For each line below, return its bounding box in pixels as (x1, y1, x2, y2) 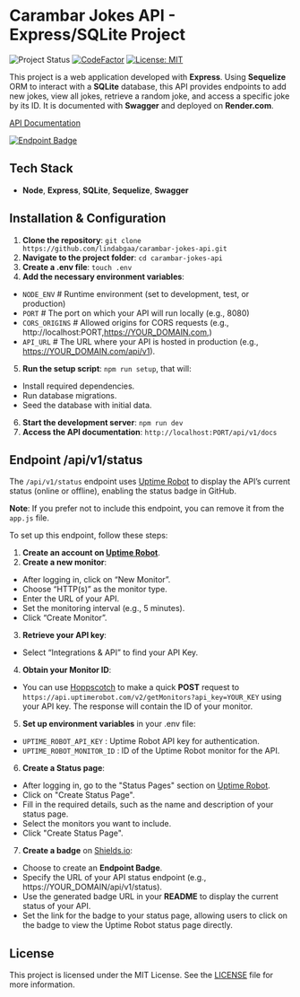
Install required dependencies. (21, 380, 135, 391)
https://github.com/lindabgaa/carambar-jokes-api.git (21, 244, 227, 253)
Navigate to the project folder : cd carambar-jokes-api (21, 252, 224, 263)
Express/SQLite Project (9, 24, 186, 45)
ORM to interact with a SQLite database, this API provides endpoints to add (9, 81, 287, 92)
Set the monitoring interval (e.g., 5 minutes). (21, 603, 185, 614)
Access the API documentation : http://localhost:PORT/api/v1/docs (21, 426, 278, 437)
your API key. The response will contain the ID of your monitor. (21, 701, 253, 712)
